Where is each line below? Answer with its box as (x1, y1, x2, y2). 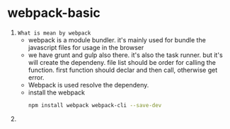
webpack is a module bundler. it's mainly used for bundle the (28, 35, 207, 44)
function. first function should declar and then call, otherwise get (28, 66, 218, 74)
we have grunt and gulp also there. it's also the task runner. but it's (28, 51, 223, 59)
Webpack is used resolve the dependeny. (28, 80, 149, 89)
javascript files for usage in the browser (28, 43, 144, 51)
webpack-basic (7, 5, 101, 21)
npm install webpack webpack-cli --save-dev (28, 102, 162, 109)
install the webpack (28, 88, 86, 97)
